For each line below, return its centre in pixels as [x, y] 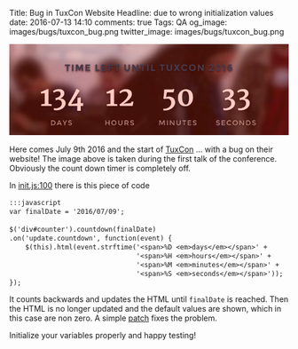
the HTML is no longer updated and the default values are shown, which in [145, 309]
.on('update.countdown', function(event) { [91, 239]
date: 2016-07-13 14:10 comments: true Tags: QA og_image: [118, 22]
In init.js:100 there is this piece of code [80, 186]
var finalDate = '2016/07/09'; [67, 212]
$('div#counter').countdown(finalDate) [83, 230]
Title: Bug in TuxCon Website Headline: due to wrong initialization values [141, 13]
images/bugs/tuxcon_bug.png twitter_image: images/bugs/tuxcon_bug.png [147, 32]
